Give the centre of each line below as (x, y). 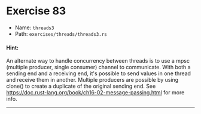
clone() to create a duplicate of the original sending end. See (81, 86)
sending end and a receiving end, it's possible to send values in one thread (99, 73)
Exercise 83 (36, 11)
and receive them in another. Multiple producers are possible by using (92, 80)
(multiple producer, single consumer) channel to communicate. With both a (98, 67)
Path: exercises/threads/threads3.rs (61, 33)
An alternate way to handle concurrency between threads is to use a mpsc (98, 61)
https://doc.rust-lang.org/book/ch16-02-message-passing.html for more (95, 93)
